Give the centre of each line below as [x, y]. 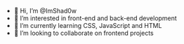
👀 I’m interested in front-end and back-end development [95, 18]
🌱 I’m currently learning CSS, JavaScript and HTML [88, 25]
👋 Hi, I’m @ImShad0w [45, 11]
